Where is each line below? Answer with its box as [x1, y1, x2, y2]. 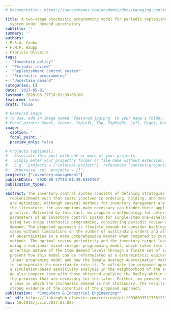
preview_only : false [10, 139, 53, 145]
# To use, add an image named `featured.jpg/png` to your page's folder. [5, 116, 165, 121]
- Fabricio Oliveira [5, 49, 49, 55]
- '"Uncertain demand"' [5, 78, 56, 83]
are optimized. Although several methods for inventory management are [10, 201, 165, 206]
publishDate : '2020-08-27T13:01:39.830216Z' [5, 177, 101, 182]
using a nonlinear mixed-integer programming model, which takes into [10, 243, 163, 248]
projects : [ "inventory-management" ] [5, 172, 83, 177]
